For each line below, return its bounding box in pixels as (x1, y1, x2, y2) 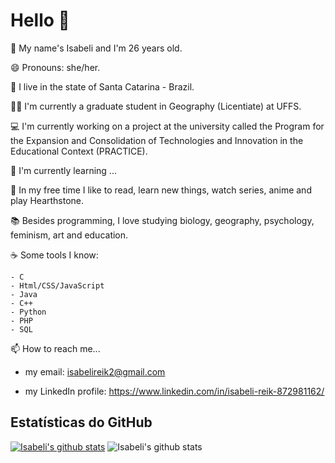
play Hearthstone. (10, 194, 85, 206)
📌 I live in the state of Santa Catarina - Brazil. (10, 80, 195, 93)
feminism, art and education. (10, 229, 129, 241)
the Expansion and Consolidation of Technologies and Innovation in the (10, 134, 304, 146)
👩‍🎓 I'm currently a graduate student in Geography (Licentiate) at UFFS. (10, 100, 302, 112)
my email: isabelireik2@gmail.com (24, 365, 166, 378)
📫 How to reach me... (10, 342, 101, 354)
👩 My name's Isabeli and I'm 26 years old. (10, 42, 183, 54)
